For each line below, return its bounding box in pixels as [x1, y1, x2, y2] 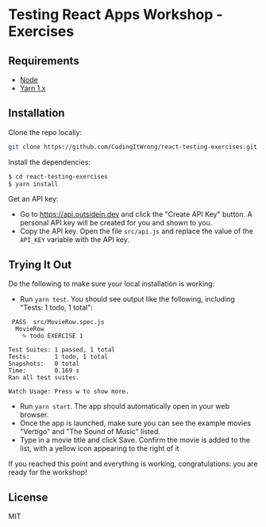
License [8, 490, 48, 504]
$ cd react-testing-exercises [8, 172, 109, 180]
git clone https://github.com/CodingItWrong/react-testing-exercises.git [8, 143, 258, 151]
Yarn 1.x [19, 83, 46, 93]
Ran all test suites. [8, 374, 80, 382]
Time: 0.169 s [8, 367, 80, 375]
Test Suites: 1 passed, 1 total [8, 346, 115, 354]
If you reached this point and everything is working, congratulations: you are [8, 459, 258, 469]
